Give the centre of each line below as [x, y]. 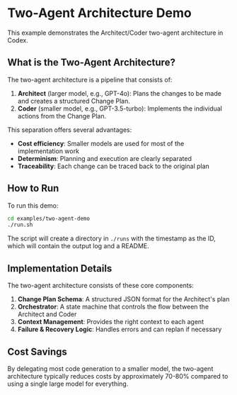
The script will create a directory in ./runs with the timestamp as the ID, [111, 238]
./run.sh [20, 225]
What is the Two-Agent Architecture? [91, 63]
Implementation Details [60, 268]
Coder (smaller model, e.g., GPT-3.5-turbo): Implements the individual [120, 109]
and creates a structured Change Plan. [74, 101]
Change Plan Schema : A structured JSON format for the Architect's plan [123, 299]
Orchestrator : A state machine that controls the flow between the [113, 307]
